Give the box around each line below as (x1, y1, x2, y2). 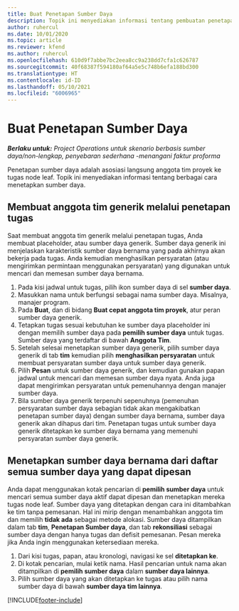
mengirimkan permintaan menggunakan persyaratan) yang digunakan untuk (7, 261, 230, 270)
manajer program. (17, 298, 70, 306)
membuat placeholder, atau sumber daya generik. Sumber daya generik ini (7, 239, 226, 247)
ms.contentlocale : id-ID (7, 76, 81, 84)
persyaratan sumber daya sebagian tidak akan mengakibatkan (17, 404, 201, 412)
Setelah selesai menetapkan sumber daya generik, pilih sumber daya (17, 343, 220, 352)
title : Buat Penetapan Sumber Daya (7, 10, 113, 18)
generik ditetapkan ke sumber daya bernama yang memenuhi (17, 427, 198, 435)
